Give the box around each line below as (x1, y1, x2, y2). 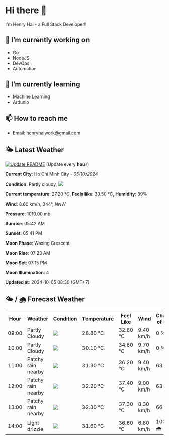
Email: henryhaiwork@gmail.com (12, 130, 81, 136)
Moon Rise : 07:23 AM (5, 250, 50, 256)
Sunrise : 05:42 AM (5, 221, 45, 227)
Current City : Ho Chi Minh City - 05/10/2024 (5, 171, 98, 177)
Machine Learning (12, 93, 50, 100)
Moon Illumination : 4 (5, 270, 49, 276)
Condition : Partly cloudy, (5, 181, 57, 187)
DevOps (12, 60, 30, 66)
